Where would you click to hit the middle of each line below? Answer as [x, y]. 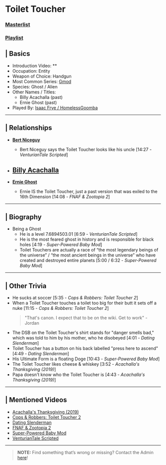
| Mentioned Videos [36, 400]
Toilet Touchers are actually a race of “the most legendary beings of [89, 250]
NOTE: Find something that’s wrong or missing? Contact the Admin [85, 452]
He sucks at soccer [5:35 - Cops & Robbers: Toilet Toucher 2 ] [75, 298]
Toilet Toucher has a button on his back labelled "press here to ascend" [85, 348]
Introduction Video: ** [35, 66]
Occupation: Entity [31, 71]
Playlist [14, 38]
